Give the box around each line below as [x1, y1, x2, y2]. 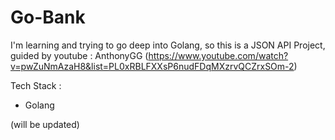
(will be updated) [10, 118, 80, 130]
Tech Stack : [10, 79, 62, 91]
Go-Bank [10, 6, 86, 29]
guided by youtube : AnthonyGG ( [10, 49, 149, 61]
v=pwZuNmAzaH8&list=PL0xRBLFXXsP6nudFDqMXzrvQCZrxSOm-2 [10, 60, 295, 72]
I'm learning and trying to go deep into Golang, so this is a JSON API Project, [10, 39, 326, 51]
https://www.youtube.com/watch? [148, 49, 289, 61]
